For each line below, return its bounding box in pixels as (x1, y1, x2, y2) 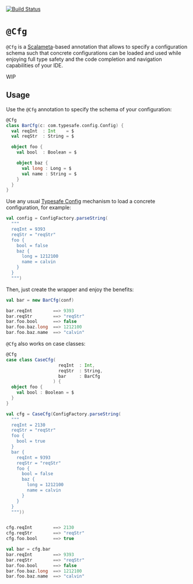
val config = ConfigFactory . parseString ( (6, 216, 108, 221)
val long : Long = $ (21, 165, 72, 171)
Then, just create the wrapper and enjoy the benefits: (6, 286, 134, 293)
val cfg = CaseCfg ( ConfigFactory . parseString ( (6, 411, 121, 417)
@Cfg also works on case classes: (6, 340, 86, 347)
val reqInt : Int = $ (11, 128, 75, 134)
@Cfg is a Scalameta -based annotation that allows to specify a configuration (6, 43, 188, 50)
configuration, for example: (6, 204, 71, 211)
